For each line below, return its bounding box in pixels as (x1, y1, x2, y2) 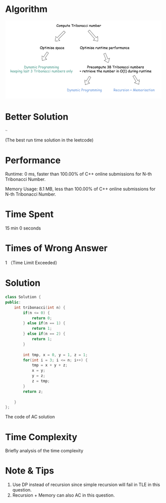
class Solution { (5, 295, 41, 300)
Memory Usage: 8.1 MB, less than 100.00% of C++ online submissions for (5, 186, 156, 192)
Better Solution (5, 111, 69, 123)
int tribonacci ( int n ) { (14, 305, 66, 310)
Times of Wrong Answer (5, 243, 108, 254)
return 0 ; (31, 315, 52, 321)
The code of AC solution (5, 414, 55, 420)
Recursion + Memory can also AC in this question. (12, 492, 115, 499)
